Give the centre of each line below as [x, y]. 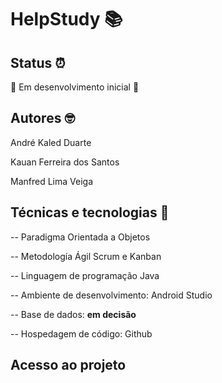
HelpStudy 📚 [66, 19]
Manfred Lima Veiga [51, 181]
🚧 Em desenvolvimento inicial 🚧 [75, 87]
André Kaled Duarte [51, 142]
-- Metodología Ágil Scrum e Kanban [86, 256]
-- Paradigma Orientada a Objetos [80, 237]
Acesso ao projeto [68, 365]
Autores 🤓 [42, 118]
